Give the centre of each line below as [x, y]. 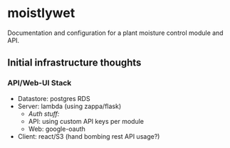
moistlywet [41, 13]
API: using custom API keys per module [86, 121]
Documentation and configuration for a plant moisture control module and [115, 33]
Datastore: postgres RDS [54, 98]
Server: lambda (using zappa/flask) [69, 106]
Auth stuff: [44, 113]
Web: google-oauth [57, 129]
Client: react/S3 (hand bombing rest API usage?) [89, 136]
